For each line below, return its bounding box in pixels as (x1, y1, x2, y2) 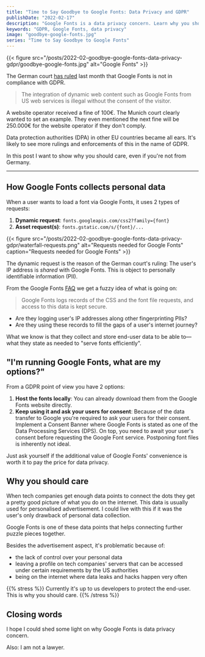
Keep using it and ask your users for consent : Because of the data (15, 407, 185, 415)
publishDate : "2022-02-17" (6, 15, 75, 21)
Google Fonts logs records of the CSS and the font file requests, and (21, 296, 193, 303)
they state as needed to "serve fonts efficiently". (20, 339, 142, 347)
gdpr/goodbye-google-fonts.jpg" (6, 60, 90, 68)
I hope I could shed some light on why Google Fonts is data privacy (6, 625, 175, 633)
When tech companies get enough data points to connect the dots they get (6, 492, 195, 499)
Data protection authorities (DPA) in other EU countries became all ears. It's (6, 134, 196, 141)
